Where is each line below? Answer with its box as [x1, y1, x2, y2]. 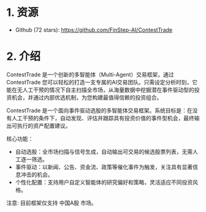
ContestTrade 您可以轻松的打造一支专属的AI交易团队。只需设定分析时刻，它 [6, 78, 198, 86]
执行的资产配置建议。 [17, 122, 71, 129]
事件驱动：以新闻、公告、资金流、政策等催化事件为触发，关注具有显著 [15, 163, 193, 170]
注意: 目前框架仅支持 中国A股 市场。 [6, 199, 97, 207]
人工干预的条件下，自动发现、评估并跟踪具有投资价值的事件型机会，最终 [11, 114, 194, 122]
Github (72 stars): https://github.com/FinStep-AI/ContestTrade [15, 26, 173, 34]
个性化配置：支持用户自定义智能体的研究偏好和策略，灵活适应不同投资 [15, 178, 193, 186]
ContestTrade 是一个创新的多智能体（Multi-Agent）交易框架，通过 [6, 71, 174, 78]
